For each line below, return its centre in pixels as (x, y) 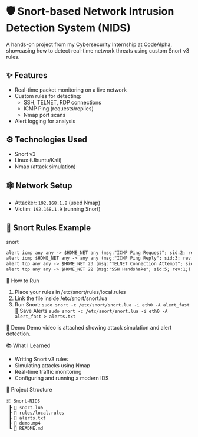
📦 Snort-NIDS (23, 401)
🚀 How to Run (23, 281)
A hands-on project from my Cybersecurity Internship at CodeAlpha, (89, 44)
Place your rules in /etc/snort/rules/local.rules (70, 292)
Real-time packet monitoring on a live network (71, 90)
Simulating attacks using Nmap (52, 365)
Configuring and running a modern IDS (62, 378)
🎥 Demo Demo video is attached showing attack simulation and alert (89, 327)
